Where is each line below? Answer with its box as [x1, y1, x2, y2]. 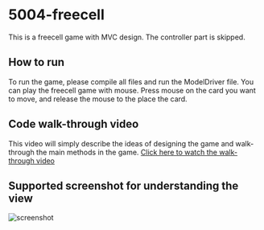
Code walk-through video [8, 117, 139, 131]
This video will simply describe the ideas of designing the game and [8, 138, 234, 148]
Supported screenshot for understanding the [8, 179, 239, 192]
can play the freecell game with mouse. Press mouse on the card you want [8, 85, 256, 95]
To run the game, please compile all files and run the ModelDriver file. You [8, 76, 254, 86]
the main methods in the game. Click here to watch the [35, 147, 218, 157]
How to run [8, 55, 65, 69]
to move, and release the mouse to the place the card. [8, 94, 188, 104]
